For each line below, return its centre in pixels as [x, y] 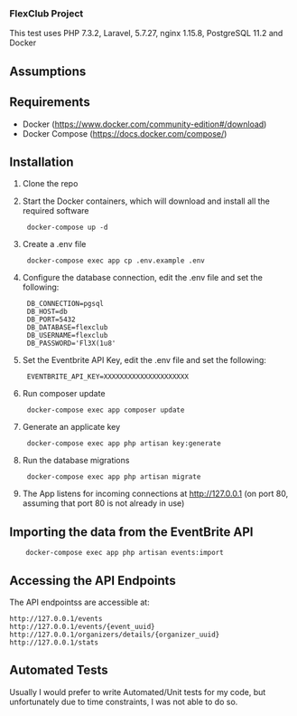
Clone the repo [50, 184]
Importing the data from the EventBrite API [131, 532]
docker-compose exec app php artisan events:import [125, 553]
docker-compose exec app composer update [106, 410]
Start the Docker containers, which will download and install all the [146, 201]
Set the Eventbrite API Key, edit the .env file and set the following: [144, 360]
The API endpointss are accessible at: [80, 602]
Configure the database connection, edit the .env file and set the [143, 278]
